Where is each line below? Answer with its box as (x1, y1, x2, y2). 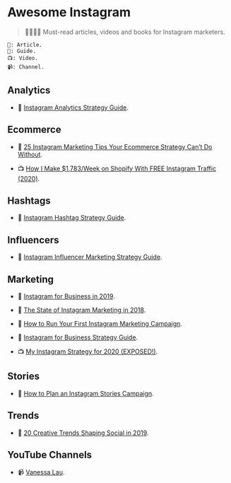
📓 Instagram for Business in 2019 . (17, 292, 115, 301)
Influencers (7, 234, 59, 246)
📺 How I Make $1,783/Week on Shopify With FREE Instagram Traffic (17, 164, 217, 173)
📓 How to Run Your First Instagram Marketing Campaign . (17, 320, 182, 327)
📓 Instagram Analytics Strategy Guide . (17, 103, 129, 112)
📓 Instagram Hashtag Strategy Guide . (17, 214, 126, 222)
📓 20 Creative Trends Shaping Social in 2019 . (17, 429, 149, 437)
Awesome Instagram (7, 4, 131, 21)
